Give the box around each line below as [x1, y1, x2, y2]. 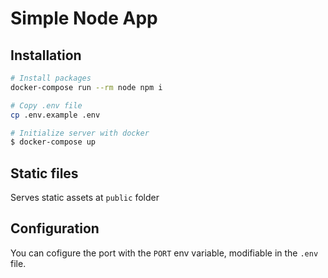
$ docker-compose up [10, 137, 97, 147]
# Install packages [10, 73, 92, 83]
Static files [10, 165, 79, 182]
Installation [10, 47, 82, 64]
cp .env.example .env [10, 110, 101, 120]
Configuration [10, 220, 100, 237]
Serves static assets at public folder [10, 192, 160, 204]
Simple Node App [10, 7, 158, 30]
